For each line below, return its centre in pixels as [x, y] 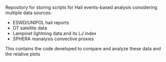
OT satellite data [30, 28]
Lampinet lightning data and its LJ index [54, 33]
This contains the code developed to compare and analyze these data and [83, 49]
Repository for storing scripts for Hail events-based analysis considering [81, 7]
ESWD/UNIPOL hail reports [41, 23]
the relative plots [23, 54]
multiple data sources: [29, 13]
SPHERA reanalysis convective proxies [53, 39]
